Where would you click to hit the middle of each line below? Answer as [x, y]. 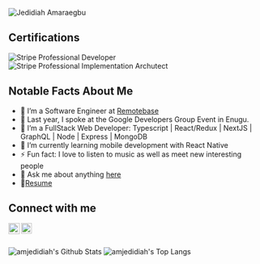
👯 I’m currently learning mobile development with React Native [124, 145]
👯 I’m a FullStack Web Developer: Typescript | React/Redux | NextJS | [136, 128]
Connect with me [53, 209]
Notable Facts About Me [71, 92]
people [32, 166]
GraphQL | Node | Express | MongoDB [84, 136]
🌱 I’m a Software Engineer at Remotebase [90, 111]
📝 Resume [36, 182]
